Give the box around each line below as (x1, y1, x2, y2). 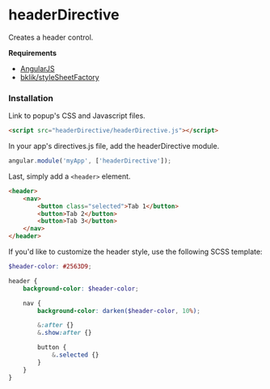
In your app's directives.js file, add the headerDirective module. (8, 142, 220, 151)
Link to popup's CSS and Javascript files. (8, 111, 146, 121)
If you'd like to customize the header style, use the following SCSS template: (8, 247, 263, 256)
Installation (8, 92, 54, 104)
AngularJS (19, 63, 55, 74)
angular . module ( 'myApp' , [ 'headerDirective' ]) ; (8, 157, 172, 165)
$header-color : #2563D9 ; (8, 263, 92, 271)
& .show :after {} (37, 329, 92, 337)
